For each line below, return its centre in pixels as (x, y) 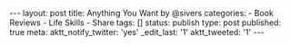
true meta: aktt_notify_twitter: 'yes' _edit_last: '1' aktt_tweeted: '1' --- (137, 32)
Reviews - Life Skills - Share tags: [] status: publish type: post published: (145, 23)
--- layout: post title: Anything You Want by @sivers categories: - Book (142, 13)
